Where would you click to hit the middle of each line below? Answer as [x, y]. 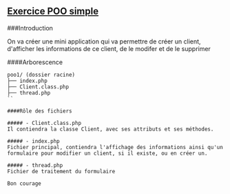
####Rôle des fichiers [40, 111]
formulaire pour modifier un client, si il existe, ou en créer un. [107, 153]
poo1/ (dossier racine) [41, 75]
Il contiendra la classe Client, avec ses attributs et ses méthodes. [111, 129]
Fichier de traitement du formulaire [61, 171]
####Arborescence [35, 62]
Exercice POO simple [53, 11]
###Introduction [30, 28]
